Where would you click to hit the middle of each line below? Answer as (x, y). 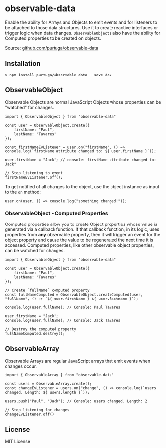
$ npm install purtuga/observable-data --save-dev (58, 75)
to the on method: (23, 192)
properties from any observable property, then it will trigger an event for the (83, 234)
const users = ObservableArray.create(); (49, 384)
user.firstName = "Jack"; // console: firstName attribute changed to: (81, 160)
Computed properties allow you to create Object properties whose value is (81, 224)
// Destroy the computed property (41, 329)
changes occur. (21, 366)
